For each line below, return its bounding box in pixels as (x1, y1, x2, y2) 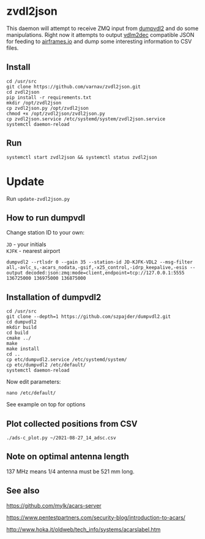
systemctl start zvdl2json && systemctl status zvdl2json (6, 154, 157, 160)
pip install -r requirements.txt (6, 94, 92, 101)
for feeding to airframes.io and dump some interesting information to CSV (6, 37, 192, 45)
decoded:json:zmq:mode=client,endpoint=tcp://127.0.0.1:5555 (25, 270, 185, 276)
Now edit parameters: (6, 378, 61, 386)
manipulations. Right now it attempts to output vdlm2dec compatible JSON (6, 31, 195, 38)
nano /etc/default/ (6, 390, 56, 397)
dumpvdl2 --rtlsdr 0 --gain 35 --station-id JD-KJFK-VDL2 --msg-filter (6, 259, 193, 265)
